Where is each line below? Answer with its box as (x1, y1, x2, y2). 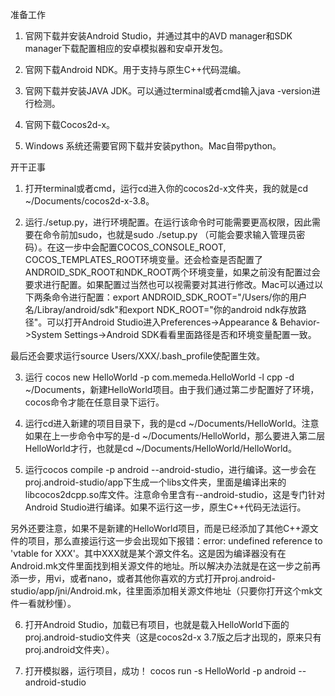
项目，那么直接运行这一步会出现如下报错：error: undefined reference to (27, 535, 323, 547)
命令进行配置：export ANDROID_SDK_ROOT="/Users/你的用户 (51, 291, 308, 303)
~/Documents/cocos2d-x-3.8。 (24, 195, 155, 207)
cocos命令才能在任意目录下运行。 (24, 396, 165, 408)
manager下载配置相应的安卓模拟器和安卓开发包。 (24, 43, 229, 54)
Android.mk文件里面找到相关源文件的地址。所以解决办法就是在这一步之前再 (10, 560, 321, 572)
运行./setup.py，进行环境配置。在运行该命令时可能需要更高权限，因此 (24, 216, 313, 228)
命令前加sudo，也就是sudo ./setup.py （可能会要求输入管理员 (42, 229, 297, 240)
